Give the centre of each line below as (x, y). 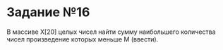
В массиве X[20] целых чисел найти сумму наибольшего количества (111, 32)
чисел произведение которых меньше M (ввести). (83, 39)
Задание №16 (48, 12)
